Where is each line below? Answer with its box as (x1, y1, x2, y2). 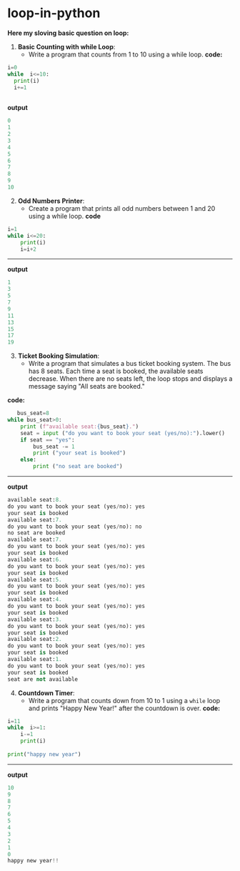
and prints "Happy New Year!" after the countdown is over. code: (28, 704, 221, 712)
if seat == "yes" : (20, 436, 75, 444)
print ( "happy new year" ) (7, 750, 81, 758)
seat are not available (7, 675, 79, 683)
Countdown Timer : (17, 688, 75, 697)
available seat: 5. (7, 576, 62, 583)
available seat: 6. (7, 556, 62, 563)
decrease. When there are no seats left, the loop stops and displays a (28, 374, 233, 383)
